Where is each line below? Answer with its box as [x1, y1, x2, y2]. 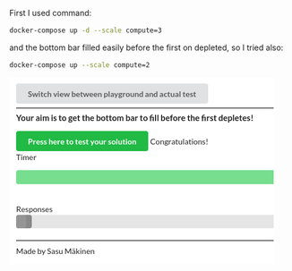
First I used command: [9, 8, 92, 18]
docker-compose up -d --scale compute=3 [9, 26, 163, 35]
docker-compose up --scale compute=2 [9, 60, 150, 70]
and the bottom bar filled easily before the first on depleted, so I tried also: [9, 42, 284, 53]
